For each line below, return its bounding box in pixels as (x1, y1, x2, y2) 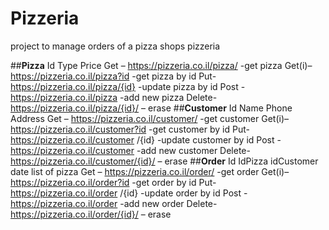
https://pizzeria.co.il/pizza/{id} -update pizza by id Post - (10, 80, 246, 92)
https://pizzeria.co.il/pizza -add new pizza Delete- (10, 91, 218, 103)
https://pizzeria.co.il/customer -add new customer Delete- (10, 144, 251, 156)
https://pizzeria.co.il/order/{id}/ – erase (10, 208, 172, 220)
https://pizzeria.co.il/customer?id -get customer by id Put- (10, 123, 250, 135)
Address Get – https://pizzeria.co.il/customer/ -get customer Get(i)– (10, 112, 289, 124)
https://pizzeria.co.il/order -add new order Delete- (10, 197, 218, 209)
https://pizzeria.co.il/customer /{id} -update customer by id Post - (10, 133, 282, 146)
